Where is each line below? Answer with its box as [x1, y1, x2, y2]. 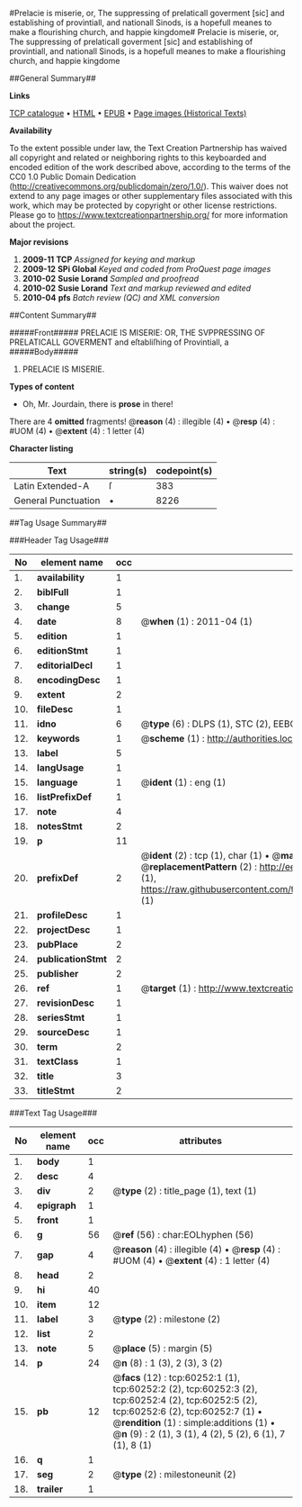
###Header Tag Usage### [9, 535, 110, 546]
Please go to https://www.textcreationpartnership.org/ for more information [9, 210, 289, 220]
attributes [179, 1134, 223, 1147]
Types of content [9, 382, 75, 392]
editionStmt [37, 645, 88, 656]
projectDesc [37, 924, 91, 935]
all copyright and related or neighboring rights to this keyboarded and [9, 152, 267, 163]
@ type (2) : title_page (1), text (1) [112, 1185, 258, 1196]
